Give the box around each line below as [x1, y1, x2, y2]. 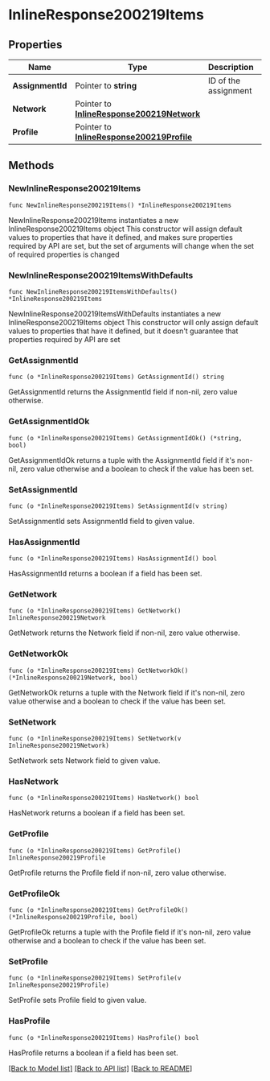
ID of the [207, 75, 241, 86]
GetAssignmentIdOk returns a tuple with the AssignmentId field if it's [8, 455, 235, 464]
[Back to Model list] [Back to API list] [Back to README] [8, 1063, 193, 1073]
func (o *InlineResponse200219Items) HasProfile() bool [8, 1034, 199, 1042]
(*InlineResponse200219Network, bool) [8, 674, 138, 682]
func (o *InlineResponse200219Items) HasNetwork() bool [8, 794, 199, 802]
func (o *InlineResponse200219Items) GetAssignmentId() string [8, 373, 225, 382]
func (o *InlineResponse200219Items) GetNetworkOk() [8, 666, 189, 675]
